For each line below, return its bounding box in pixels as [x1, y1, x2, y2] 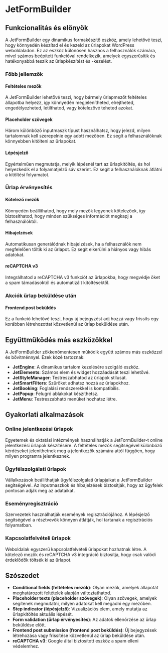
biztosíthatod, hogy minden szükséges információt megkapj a [5, 213, 133, 219]
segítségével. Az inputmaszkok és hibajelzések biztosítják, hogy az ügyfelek [5, 482, 163, 488]
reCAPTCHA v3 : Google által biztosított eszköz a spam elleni [12, 638, 139, 644]
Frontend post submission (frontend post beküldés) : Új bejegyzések [12, 627, 157, 633]
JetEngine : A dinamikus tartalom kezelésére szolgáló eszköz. [12, 364, 140, 370]
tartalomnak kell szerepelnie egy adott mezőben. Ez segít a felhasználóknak [5, 133, 162, 139]
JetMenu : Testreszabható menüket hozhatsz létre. [12, 396, 117, 402]
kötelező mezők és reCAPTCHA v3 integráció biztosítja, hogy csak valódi [5, 551, 156, 558]
